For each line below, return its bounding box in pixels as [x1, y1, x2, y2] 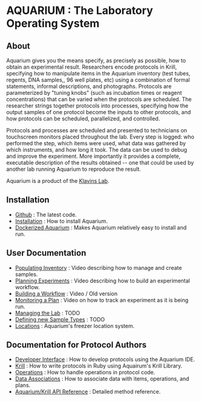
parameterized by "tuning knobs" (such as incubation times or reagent [6, 89, 182, 96]
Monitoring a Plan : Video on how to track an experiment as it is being [15, 296, 189, 304]
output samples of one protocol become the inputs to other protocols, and [6, 109, 191, 115]
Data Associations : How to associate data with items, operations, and [15, 375, 189, 383]
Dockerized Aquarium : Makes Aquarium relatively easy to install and [15, 224, 187, 231]
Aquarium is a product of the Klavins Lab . [6, 177, 110, 184]
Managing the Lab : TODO [15, 309, 81, 317]
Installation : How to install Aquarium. [15, 217, 108, 225]
